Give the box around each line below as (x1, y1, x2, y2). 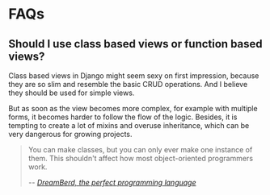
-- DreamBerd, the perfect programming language (27, 178, 196, 187)
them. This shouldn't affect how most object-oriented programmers (27, 154, 253, 163)
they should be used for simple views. (8, 88, 135, 97)
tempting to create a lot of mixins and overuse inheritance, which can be (8, 121, 250, 130)
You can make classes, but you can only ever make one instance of (27, 145, 253, 154)
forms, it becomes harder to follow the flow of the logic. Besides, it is (8, 112, 238, 122)
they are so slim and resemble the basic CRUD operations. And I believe (8, 80, 248, 89)
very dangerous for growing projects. (8, 130, 133, 139)
